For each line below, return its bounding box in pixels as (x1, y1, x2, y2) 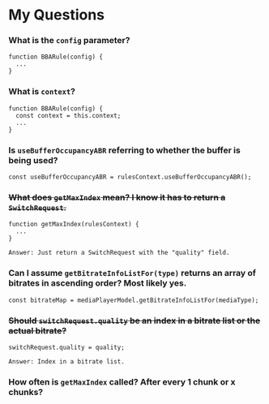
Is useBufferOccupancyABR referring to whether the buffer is (8, 144, 241, 156)
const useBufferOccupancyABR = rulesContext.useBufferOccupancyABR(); (8, 173, 252, 182)
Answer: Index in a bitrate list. (8, 357, 126, 366)
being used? (8, 154, 58, 165)
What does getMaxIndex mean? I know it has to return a (8, 192, 226, 203)
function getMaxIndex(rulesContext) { (8, 221, 139, 229)
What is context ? (8, 86, 75, 97)
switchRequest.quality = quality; (8, 343, 126, 351)
